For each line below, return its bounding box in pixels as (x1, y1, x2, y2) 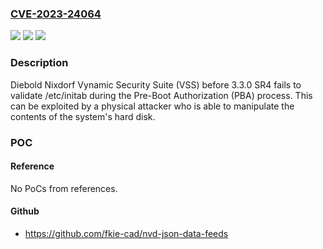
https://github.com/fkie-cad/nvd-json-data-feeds (24, 227, 229, 239)
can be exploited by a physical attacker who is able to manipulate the (10, 100, 295, 112)
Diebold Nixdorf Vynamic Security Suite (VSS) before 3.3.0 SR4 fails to (10, 78, 302, 91)
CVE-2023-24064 (10, 7, 102, 21)
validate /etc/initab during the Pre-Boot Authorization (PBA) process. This (10, 89, 313, 101)
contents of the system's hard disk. (10, 110, 156, 122)
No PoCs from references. (10, 182, 118, 194)
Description (10, 56, 69, 70)
